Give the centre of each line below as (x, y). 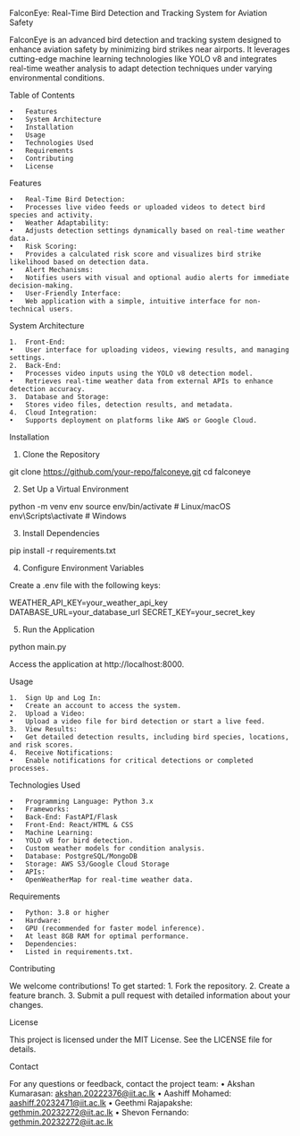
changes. (26, 1005)
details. (23, 1049)
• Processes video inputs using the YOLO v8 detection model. (131, 373)
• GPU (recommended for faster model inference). (107, 928)
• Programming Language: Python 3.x (81, 801)
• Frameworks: (39, 809)
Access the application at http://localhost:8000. (97, 664)
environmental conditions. (57, 78)
